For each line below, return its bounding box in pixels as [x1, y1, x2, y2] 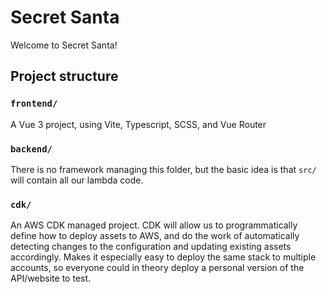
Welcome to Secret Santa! [10, 39, 118, 51]
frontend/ [10, 98, 58, 110]
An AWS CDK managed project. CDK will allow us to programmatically [10, 219, 298, 231]
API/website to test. [10, 272, 92, 285]
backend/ [10, 143, 53, 155]
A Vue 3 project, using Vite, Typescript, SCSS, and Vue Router [10, 118, 267, 130]
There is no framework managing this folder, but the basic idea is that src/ [10, 163, 317, 175]
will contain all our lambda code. [10, 174, 144, 186]
